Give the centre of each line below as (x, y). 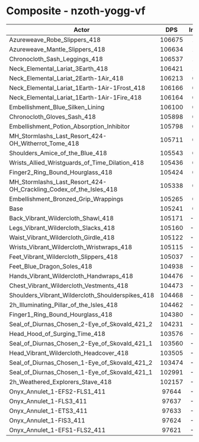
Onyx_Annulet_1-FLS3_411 (48, 401)
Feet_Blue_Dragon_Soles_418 (51, 266)
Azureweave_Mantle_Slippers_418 (57, 49)
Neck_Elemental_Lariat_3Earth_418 (59, 68)
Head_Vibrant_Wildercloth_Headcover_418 (69, 353)
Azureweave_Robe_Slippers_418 (55, 40)
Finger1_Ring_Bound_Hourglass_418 (61, 314)
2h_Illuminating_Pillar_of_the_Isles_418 (64, 305)
